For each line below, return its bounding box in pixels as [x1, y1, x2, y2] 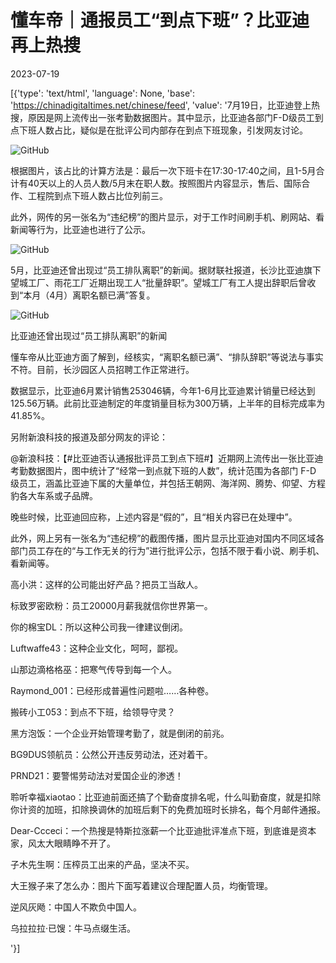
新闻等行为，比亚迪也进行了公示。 [10, 223, 151, 235]
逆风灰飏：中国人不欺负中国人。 [10, 901, 142, 913]
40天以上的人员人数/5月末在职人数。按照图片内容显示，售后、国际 [27, 177, 302, 189]
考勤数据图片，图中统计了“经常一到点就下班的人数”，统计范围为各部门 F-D [10, 464, 317, 476]
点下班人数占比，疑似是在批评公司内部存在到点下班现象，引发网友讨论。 [10, 124, 308, 136]
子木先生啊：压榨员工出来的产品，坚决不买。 [10, 858, 195, 870]
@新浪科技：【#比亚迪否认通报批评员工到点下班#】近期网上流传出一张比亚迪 [10, 452, 324, 464]
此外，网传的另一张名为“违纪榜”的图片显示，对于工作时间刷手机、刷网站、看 [10, 211, 325, 223]
